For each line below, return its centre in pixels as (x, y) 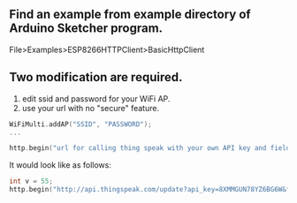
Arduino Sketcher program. (86, 29)
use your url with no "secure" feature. (91, 108)
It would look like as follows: (61, 165)
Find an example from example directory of (130, 15)
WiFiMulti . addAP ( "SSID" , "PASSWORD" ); (80, 124)
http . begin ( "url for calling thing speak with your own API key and (138, 148)
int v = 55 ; (31, 181)
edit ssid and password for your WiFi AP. (96, 98)
